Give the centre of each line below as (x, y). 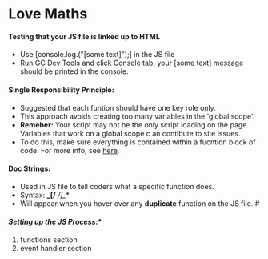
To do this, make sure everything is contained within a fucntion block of (138, 142)
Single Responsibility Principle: (61, 90)
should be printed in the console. (74, 71)
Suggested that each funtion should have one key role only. (118, 107)
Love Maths (48, 14)
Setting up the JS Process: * (55, 222)
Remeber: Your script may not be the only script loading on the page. (134, 124)
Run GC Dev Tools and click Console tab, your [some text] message (132, 63)
